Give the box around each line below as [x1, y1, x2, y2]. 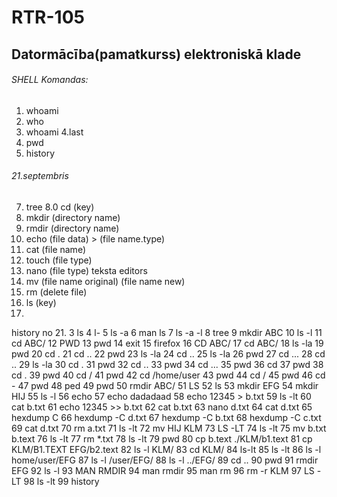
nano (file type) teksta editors [25, 264, 148, 276]
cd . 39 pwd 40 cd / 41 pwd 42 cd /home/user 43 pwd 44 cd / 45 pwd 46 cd [11, 369, 326, 381]
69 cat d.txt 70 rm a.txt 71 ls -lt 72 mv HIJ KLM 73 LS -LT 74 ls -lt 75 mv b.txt [11, 422, 327, 434]
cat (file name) [25, 243, 86, 255]
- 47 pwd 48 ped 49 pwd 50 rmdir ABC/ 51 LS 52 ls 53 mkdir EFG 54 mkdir [11, 379, 319, 391]
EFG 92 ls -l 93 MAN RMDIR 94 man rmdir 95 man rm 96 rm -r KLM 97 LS [11, 464, 315, 476]
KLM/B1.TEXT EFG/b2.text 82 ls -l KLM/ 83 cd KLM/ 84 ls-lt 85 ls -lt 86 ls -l [11, 443, 322, 455]
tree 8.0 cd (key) [25, 201, 95, 213]
